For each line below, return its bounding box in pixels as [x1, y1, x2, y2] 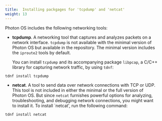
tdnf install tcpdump [5, 74, 49, 78]
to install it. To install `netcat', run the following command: [12, 103, 128, 108]
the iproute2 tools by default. [12, 49, 72, 56]
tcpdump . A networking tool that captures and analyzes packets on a [12, 34, 151, 40]
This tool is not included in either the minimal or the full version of [12, 87, 144, 93]
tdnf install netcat [5, 112, 47, 117]
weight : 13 [5, 12, 27, 16]
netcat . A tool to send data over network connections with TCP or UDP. [12, 82, 156, 88]
